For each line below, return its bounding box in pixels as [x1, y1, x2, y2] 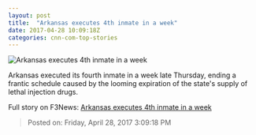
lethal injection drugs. [8, 88, 79, 97]
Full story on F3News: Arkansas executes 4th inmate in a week [8, 103, 212, 112]
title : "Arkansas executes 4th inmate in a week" [8, 19, 178, 27]
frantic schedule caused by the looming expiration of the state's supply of [8, 79, 248, 88]
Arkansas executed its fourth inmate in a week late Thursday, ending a [8, 70, 236, 80]
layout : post [8, 11, 51, 20]
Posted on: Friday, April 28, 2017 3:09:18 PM [27, 118, 172, 127]
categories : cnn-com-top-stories [8, 33, 118, 42]
